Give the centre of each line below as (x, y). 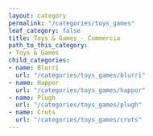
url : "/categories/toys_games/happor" (81, 90)
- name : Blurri (34, 68)
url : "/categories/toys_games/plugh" (79, 105)
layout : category (37, 16)
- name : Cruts (32, 113)
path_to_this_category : (48, 46)
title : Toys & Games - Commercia (64, 38)
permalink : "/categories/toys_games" (72, 23)
